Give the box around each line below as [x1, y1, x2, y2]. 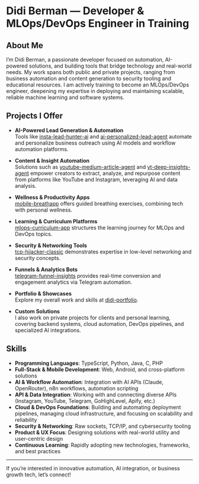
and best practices [14, 447, 61, 454]
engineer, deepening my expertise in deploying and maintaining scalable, [6, 88, 185, 94]
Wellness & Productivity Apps [14, 194, 90, 201]
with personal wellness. [14, 206, 73, 213]
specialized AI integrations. [14, 326, 81, 334]
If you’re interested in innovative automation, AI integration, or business [6, 464, 180, 472]
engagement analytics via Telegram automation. [14, 278, 132, 286]
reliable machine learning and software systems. [6, 94, 124, 101]
